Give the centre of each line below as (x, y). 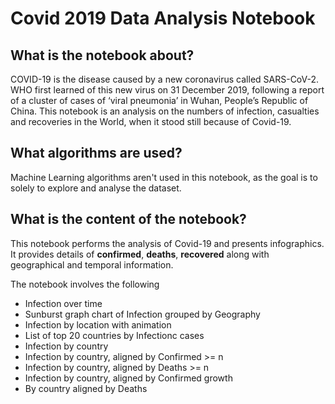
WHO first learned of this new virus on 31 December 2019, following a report (167, 90)
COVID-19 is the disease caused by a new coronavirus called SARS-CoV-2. (165, 79)
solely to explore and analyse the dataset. (96, 188)
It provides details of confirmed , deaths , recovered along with (140, 254)
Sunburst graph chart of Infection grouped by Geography (142, 314)
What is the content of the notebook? (128, 219)
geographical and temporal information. (92, 264)
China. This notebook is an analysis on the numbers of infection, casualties (165, 111)
